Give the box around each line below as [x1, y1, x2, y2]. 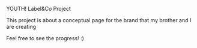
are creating [6, 23, 37, 30]
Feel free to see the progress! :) [6, 35, 84, 41]
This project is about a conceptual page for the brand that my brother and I [6, 17, 192, 23]
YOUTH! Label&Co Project [6, 5, 71, 12]
